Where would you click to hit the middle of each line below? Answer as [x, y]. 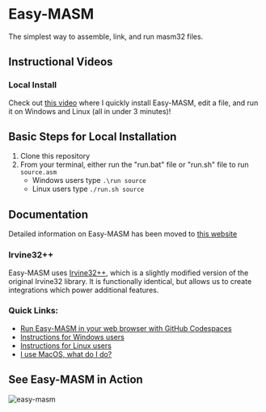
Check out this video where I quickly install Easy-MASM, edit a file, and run [133, 103]
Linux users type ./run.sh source [88, 189]
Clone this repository [55, 156]
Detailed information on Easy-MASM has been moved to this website [123, 234]
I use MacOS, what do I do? [66, 354]
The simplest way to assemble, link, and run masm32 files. [106, 36]
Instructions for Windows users [72, 337]
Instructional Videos [61, 62]
